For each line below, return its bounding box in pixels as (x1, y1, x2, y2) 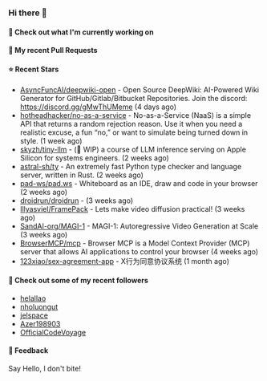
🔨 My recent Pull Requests (8, 46, 98, 55)
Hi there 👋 (8, 7, 48, 18)
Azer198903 (19, 318, 61, 328)
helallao (19, 293, 47, 303)
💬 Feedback (8, 346, 49, 355)
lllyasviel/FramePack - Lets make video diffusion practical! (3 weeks (19, 205, 245, 214)
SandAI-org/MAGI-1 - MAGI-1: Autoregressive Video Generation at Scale (19, 221, 259, 231)
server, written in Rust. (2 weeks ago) (19, 170, 144, 180)
